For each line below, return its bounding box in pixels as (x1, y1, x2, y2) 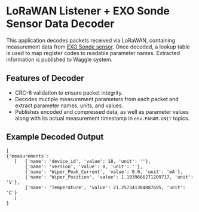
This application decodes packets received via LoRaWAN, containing (6, 37, 176, 44)
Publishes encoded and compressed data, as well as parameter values (14, 108, 189, 115)
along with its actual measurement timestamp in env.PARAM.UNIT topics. (14, 114, 190, 122)
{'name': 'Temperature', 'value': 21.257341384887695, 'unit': (25, 184, 186, 190)
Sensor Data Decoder (6, 17, 115, 31)
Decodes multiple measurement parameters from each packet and (14, 95, 179, 102)
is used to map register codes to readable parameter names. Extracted (6, 49, 180, 56)
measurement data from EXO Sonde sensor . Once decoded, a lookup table (6, 43, 190, 50)
